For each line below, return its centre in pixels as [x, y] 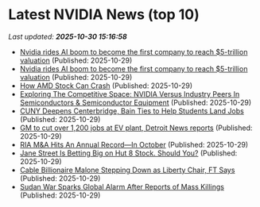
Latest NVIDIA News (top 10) [104, 15]
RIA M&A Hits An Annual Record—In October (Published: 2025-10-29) [134, 144]
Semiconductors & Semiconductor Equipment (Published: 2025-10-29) [136, 102]
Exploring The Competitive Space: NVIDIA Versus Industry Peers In [130, 94]
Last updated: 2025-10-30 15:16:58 [68, 36]
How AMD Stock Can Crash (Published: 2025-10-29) [106, 86]
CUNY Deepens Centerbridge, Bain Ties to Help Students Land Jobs [132, 111]
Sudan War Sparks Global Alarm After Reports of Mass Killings [122, 186]
